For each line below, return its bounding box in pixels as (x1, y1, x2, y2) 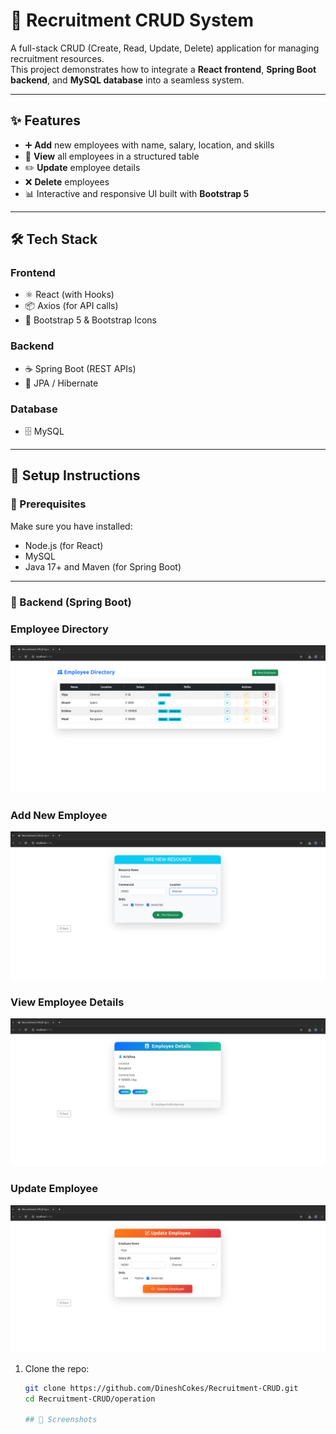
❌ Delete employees (24, 175, 110, 188)
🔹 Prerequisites (10, 497, 87, 511)
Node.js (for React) (24, 539, 104, 551)
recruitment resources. (10, 52, 105, 64)
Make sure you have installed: (10, 520, 133, 532)
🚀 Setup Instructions (10, 467, 141, 484)
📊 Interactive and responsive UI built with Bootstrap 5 (24, 187, 250, 199)
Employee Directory (10, 622, 109, 636)
